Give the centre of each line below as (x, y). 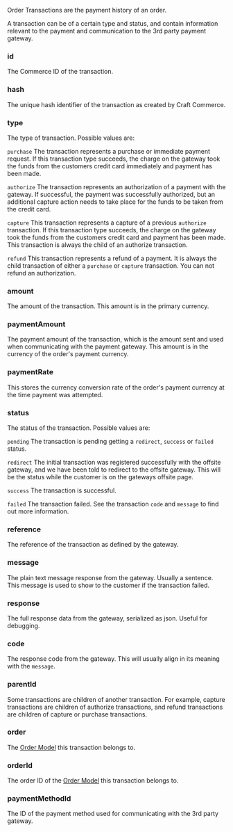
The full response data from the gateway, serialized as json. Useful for (107, 618)
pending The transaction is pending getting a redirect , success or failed (110, 442)
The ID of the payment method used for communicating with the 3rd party (113, 814)
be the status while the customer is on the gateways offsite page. (101, 477)
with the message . (31, 666)
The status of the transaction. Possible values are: (79, 428)
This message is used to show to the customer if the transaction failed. (109, 585)
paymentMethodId (39, 799)
